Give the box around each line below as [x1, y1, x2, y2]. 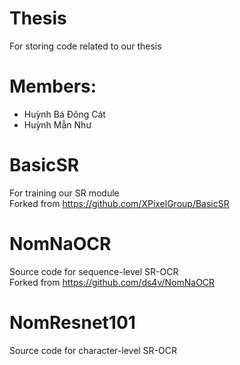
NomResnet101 [9, 311, 136, 334]
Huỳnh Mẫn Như [23, 118, 92, 131]
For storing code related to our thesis [9, 40, 162, 52]
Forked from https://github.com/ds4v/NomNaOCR [9, 276, 216, 288]
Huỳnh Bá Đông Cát [23, 108, 106, 120]
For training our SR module [9, 187, 120, 199]
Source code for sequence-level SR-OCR [9, 265, 179, 277]
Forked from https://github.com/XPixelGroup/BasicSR [9, 197, 230, 209]
